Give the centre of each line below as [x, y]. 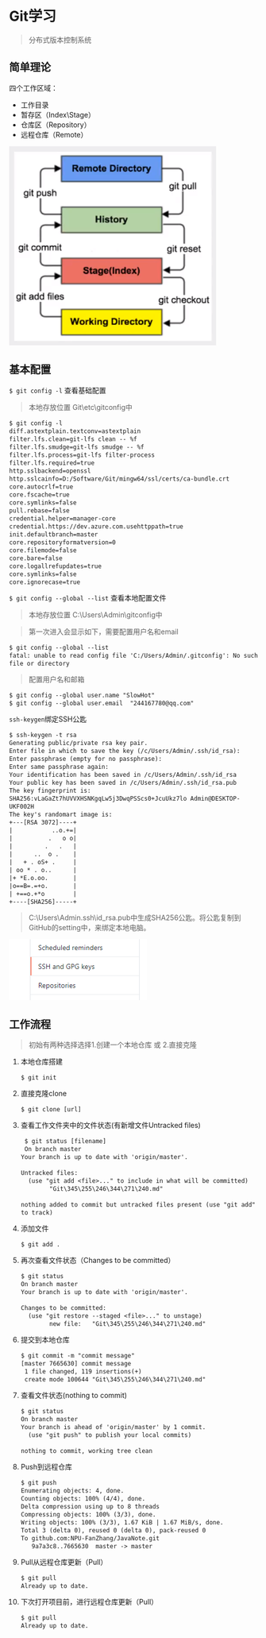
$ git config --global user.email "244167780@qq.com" [102, 703]
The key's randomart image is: [61, 814]
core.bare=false [36, 558]
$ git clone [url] [51, 1110]
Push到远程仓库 [46, 1467]
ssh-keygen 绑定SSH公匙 [48, 719]
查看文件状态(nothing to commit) [74, 1396]
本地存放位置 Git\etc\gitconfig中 [81, 407]
